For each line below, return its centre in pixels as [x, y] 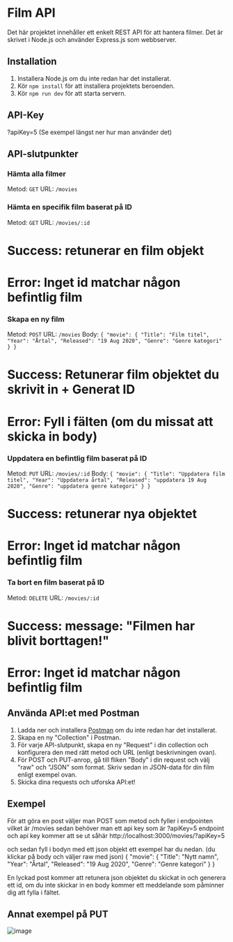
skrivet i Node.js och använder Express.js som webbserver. [92, 39]
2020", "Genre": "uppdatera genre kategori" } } [79, 486]
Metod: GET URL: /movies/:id [49, 222]
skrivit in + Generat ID [71, 390]
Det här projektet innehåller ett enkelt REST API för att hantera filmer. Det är [115, 32]
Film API [31, 13]
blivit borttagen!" [58, 641]
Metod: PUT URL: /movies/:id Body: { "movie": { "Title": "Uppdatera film [116, 473]
